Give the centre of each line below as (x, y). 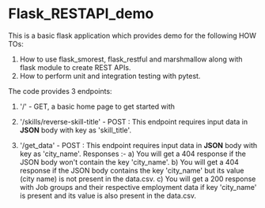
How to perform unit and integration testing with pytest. (110, 76)
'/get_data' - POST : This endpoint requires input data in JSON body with (138, 145)
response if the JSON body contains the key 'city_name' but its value (132, 170)
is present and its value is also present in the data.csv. (108, 195)
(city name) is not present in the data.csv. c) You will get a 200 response (138, 179)
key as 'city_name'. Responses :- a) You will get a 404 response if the (133, 154)
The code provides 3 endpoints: (60, 91)
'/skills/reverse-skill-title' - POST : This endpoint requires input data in (133, 121)
